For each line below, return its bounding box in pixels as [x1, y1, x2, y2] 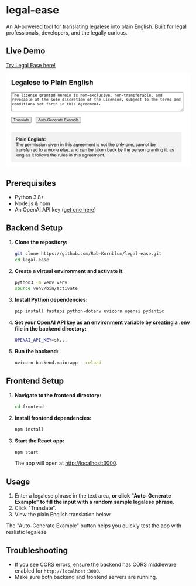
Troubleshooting [6, 546, 68, 556]
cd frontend [14, 404, 44, 410]
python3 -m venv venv [14, 280, 68, 285]
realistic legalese [6, 529, 47, 536]
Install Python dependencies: [14, 297, 88, 304]
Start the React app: [14, 437, 64, 444]
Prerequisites [6, 178, 56, 188]
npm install [14, 426, 44, 432]
